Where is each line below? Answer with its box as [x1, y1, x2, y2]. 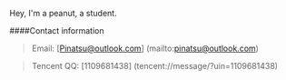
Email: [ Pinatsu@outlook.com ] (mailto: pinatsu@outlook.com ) [31, 43, 259, 54]
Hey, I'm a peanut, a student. [9, 8, 117, 18]
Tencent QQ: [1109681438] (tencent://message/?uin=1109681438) [31, 61, 279, 71]
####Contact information [9, 25, 104, 35]
